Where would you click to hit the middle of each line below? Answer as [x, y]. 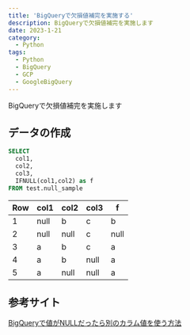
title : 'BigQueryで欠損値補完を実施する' [71, 15]
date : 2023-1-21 [35, 30]
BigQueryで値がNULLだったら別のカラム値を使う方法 [95, 323]
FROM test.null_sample [46, 188]
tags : [17, 52]
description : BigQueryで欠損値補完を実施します [81, 23]
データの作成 [40, 133]
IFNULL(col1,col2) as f [54, 181]
